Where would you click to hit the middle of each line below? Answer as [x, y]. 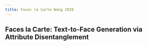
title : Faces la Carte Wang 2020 [39, 10]
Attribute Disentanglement [47, 37]
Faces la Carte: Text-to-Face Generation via [74, 30]
